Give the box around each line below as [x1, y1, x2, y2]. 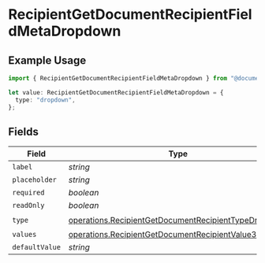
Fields [8, 124, 39, 139]
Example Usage [8, 54, 87, 67]
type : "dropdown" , [15, 96, 77, 104]
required [12, 188, 45, 198]
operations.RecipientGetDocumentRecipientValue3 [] [68, 229, 263, 240]
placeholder [12, 176, 58, 184]
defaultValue [12, 243, 62, 252]
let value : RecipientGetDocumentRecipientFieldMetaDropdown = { [8, 88, 224, 96]
